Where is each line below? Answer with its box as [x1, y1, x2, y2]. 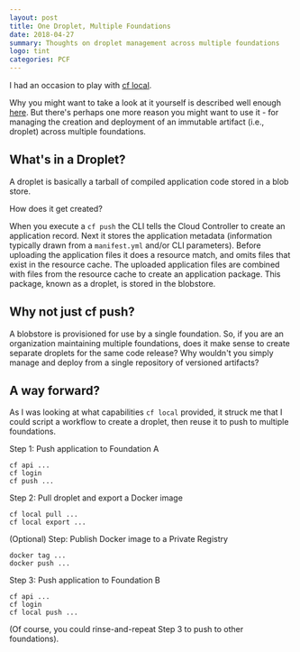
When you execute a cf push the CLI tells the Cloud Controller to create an [9, 220, 286, 231]
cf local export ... [9, 518, 87, 528]
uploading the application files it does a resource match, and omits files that [9, 249, 291, 260]
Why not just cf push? [9, 304, 135, 320]
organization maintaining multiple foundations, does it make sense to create [9, 337, 291, 348]
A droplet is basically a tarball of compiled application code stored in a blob [9, 176, 289, 187]
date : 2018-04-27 [9, 30, 75, 39]
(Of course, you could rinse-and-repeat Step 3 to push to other [9, 624, 244, 635]
